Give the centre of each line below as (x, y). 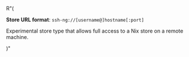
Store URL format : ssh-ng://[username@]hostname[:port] (75, 19)
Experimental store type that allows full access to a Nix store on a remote (95, 31)
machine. (17, 37)
